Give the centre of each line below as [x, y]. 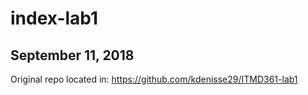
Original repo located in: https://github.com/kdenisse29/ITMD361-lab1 [154, 79]
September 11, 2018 [72, 55]
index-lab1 [54, 18]
